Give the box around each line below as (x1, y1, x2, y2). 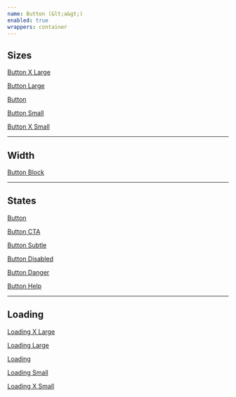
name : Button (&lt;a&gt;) (7, 10, 83, 18)
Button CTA (7, 227, 41, 235)
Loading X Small (7, 382, 55, 390)
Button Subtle (7, 240, 47, 249)
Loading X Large (7, 327, 55, 336)
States (7, 195, 37, 207)
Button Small (7, 109, 44, 117)
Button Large (7, 82, 45, 90)
